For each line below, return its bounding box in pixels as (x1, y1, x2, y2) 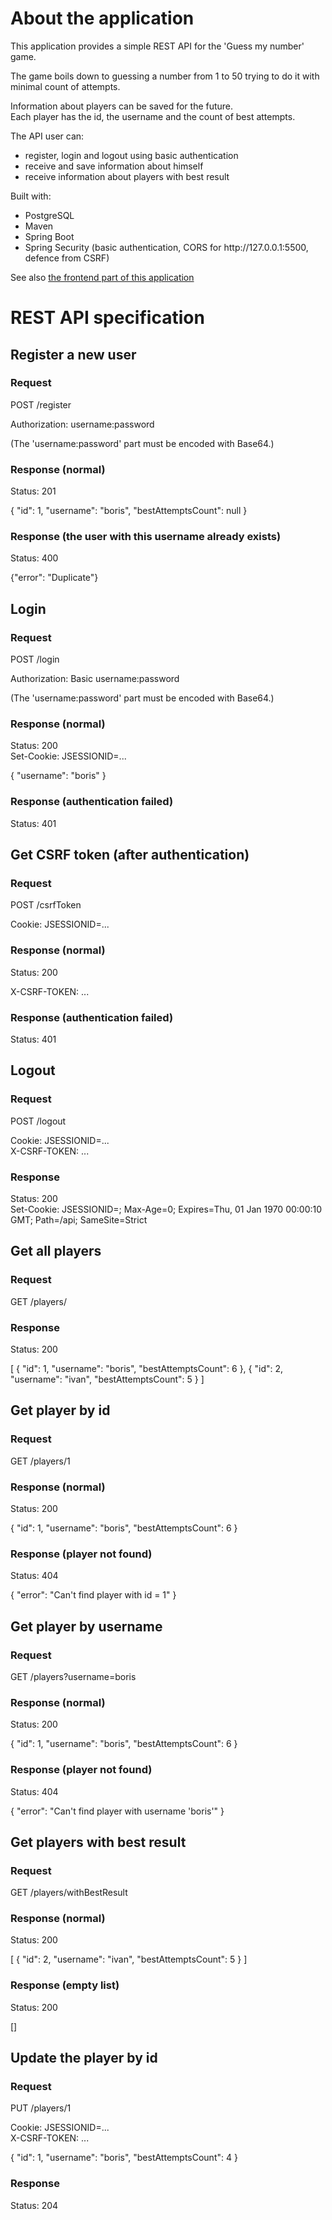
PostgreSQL (24, 209, 75, 221)
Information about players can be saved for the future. (10, 100, 234, 112)
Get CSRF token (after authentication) (10, 847, 250, 864)
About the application (10, 7, 195, 30)
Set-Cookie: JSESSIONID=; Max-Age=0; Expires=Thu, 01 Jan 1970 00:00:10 (10, 1203, 323, 1215)
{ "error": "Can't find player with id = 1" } (10, 1589, 177, 1601)
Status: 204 (10, 2199, 59, 2211)
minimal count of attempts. (10, 80, 121, 92)
